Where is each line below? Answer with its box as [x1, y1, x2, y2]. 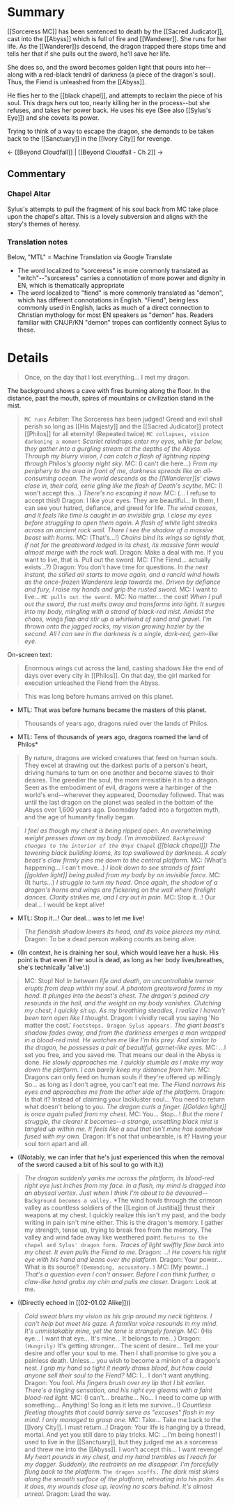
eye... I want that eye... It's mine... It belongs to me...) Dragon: [24, 1334, 201, 1342]
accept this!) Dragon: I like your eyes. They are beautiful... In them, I [24, 496, 219, 504]
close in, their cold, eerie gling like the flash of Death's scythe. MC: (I [24, 481, 223, 490]
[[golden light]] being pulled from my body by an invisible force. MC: [24, 870, 221, 879]
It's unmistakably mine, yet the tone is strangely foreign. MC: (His [24, 1327, 212, 1335]
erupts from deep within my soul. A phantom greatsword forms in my [24, 984, 223, 992]
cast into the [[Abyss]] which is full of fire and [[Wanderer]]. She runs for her [7, 34, 227, 43]
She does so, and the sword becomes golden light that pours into [7, 63, 195, 71]
